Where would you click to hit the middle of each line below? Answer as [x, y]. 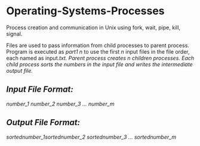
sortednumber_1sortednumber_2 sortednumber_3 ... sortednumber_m [91, 137]
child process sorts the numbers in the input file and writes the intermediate [99, 64]
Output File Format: [43, 122]
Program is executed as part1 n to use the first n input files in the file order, [98, 51]
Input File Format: [40, 90]
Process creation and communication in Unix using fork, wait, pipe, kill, [93, 27]
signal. [14, 33]
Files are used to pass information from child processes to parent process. [98, 45]
